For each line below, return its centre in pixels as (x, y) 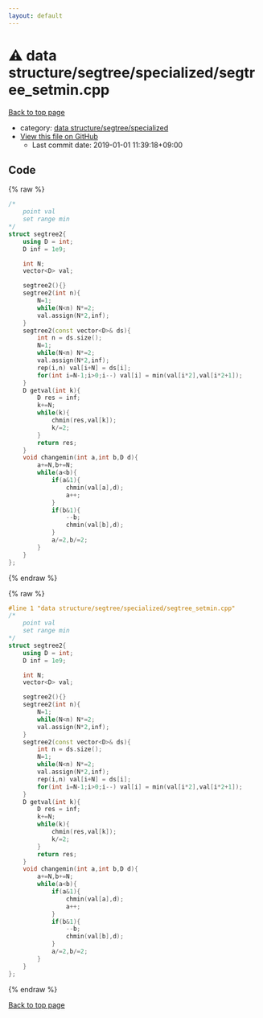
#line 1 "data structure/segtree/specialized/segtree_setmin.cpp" (122, 608)
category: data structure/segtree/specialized (94, 128)
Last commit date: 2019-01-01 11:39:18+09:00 (107, 145)
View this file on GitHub (59, 136)
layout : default (35, 16)
